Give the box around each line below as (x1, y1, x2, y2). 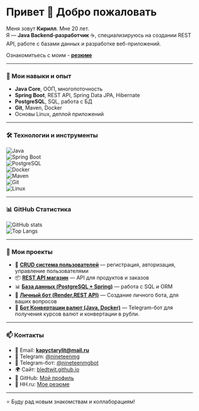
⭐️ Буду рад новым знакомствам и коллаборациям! (6, 398, 135, 405)
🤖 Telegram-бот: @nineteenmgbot (14, 359, 99, 367)
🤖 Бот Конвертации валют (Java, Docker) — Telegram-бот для (14, 304, 174, 312)
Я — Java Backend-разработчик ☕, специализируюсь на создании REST (6, 31, 191, 38)
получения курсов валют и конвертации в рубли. (14, 310, 140, 317)
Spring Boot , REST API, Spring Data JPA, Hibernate (14, 92, 140, 99)
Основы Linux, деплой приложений (14, 111, 104, 118)
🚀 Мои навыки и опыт (6, 72, 72, 80)
